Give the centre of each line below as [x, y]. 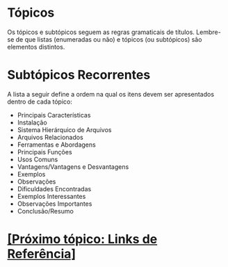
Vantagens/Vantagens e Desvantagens [73, 167]
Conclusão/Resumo [46, 211]
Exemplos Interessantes [51, 196]
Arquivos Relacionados [50, 137]
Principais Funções [44, 152]
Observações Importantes [55, 204]
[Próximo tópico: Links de [82, 240]
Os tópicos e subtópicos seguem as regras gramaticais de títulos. [101, 32]
